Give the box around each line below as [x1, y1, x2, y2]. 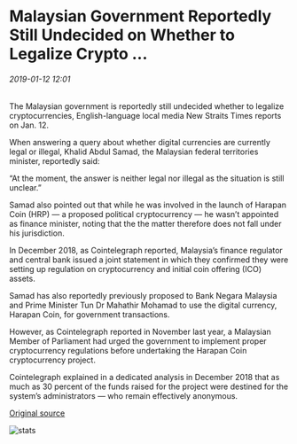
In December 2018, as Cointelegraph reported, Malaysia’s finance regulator [9, 245, 284, 256]
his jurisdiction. [9, 228, 65, 238]
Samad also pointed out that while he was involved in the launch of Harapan [9, 199, 286, 210]
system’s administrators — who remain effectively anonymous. [9, 391, 238, 401]
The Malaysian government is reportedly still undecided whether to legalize [9, 101, 285, 112]
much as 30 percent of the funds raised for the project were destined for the [9, 381, 289, 392]
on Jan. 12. [9, 120, 49, 130]
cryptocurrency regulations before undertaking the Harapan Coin [9, 346, 247, 356]
